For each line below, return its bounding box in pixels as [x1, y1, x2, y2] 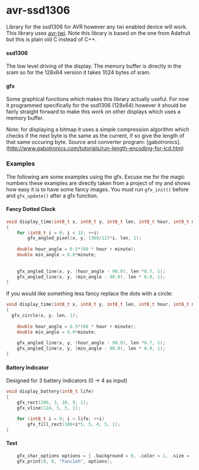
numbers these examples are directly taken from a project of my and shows [6, 179, 191, 187]
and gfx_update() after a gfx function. [6, 192, 99, 199]
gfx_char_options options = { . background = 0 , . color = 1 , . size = [17, 453, 190, 459]
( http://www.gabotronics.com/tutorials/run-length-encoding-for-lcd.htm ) [6, 145, 184, 152]
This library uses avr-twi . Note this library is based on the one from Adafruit [6, 29, 191, 36]
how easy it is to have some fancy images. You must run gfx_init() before [6, 186, 189, 193]
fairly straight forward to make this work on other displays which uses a [6, 108, 181, 116]
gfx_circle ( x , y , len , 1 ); [11, 312, 78, 319]
